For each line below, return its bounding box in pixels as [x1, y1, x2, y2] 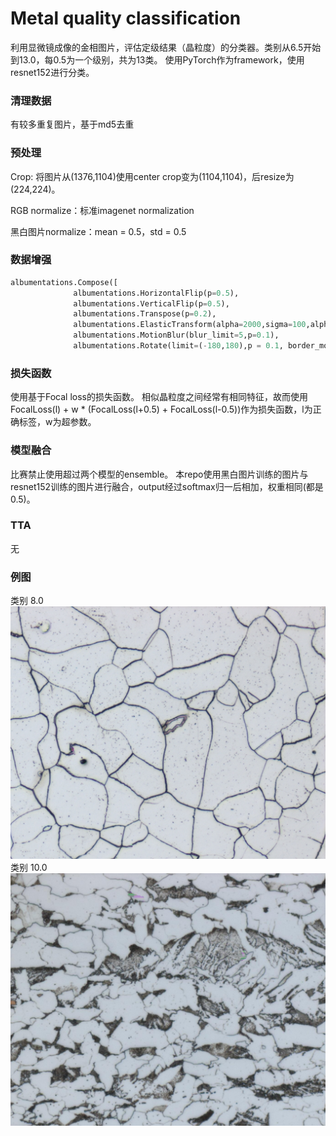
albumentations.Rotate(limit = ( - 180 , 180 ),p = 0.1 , [73, 341, 284, 351]
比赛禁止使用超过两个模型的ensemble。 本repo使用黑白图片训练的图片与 [10, 468, 309, 480]
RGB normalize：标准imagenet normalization [10, 204, 195, 216]
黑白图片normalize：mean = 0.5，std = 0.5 [10, 225, 187, 237]
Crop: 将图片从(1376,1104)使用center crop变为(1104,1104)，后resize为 [10, 170, 295, 182]
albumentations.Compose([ [10, 277, 118, 287]
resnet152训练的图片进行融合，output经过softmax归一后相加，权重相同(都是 [10, 480, 324, 492]
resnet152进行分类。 [10, 66, 95, 78]
